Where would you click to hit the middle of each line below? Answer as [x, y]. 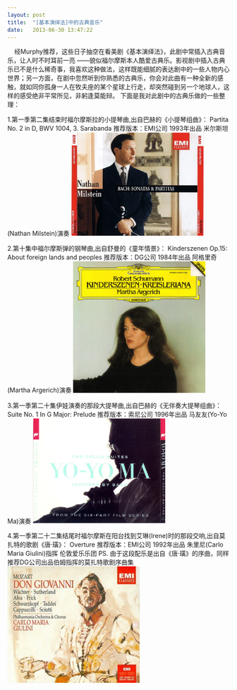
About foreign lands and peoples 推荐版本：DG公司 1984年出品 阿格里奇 [112, 257]
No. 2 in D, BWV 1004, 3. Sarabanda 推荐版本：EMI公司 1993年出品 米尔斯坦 [118, 129]
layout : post [26, 15]
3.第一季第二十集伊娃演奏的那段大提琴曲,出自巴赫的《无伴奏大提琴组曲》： [115, 405]
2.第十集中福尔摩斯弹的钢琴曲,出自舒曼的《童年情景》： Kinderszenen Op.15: [117, 249]
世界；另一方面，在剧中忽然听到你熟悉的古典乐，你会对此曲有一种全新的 [112, 78]
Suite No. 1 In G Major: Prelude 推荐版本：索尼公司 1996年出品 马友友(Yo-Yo [117, 414]
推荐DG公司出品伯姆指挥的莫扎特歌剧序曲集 [71, 562]
